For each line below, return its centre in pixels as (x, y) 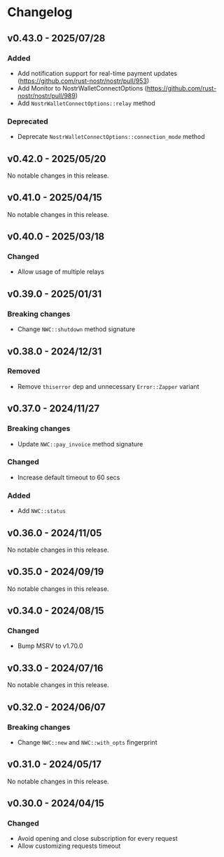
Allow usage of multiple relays (61, 272)
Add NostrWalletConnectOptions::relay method (86, 103)
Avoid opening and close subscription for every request (97, 839)
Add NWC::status (42, 511)
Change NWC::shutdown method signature (76, 329)
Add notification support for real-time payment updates (97, 73)
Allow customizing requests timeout (69, 846)
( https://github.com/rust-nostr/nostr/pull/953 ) (83, 81)
